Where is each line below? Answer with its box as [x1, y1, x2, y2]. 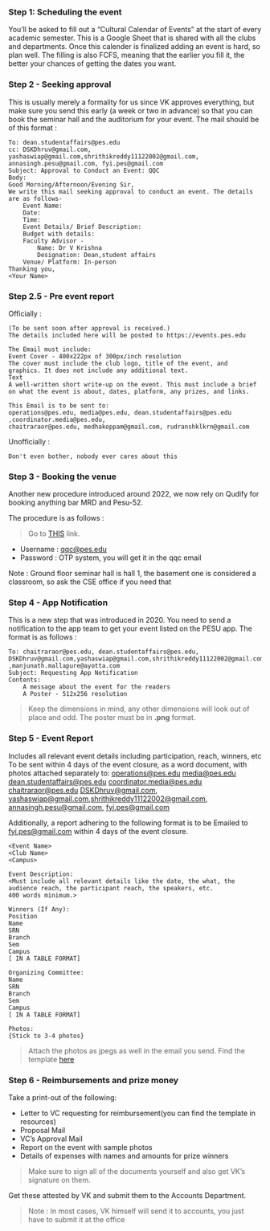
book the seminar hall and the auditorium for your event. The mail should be [8, 114, 260, 124]
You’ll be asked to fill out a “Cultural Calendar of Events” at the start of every [8, 25, 262, 35]
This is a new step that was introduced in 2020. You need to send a [8, 615, 231, 625]
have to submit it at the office [27, 1215, 125, 1225]
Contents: [8, 676, 42, 685]
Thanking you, [8, 264, 56, 273]
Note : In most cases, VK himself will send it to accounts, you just [27, 1206, 244, 1216]
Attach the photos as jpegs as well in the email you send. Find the [27, 1045, 245, 1055]
